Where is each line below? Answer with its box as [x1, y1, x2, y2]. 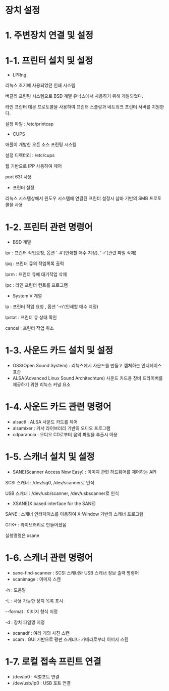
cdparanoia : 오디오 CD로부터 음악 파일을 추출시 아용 [12, 432, 118, 438]
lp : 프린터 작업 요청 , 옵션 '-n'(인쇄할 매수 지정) [5, 303, 98, 310]
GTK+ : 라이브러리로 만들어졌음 [5, 522, 67, 528]
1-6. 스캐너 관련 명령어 [5, 552, 93, 564]
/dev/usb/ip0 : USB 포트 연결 [12, 680, 71, 686]
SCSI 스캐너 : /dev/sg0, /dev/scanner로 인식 [5, 480, 95, 486]
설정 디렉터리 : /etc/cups [5, 152, 55, 159]
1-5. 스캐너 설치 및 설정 [5, 451, 95, 463]
